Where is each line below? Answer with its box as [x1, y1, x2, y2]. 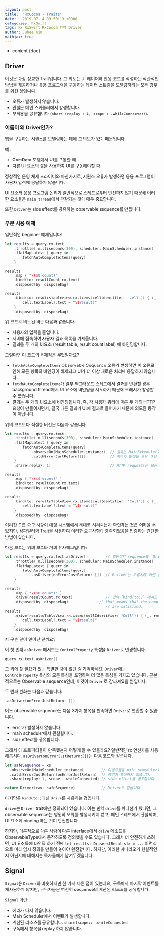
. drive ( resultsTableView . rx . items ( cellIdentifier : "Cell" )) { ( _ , [14, 613, 152, 618]
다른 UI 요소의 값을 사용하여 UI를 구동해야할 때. [12, 162, 102, 169]
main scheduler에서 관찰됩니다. [12, 731, 74, 736]
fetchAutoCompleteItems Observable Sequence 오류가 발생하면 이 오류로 [12, 362, 155, 368]
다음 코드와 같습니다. [94, 753, 133, 759]
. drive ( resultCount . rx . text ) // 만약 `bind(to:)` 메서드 [14, 595, 158, 600]
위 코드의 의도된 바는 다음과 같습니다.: [5, 319, 77, 324]
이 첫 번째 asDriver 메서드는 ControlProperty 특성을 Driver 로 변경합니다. [5, 647, 146, 653]
